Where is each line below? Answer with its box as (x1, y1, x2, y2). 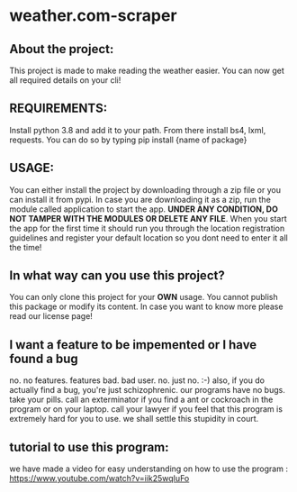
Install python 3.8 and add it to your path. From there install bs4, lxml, (9, 124, 266, 135)
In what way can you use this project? (9, 268, 225, 284)
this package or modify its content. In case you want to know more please (9, 301, 283, 312)
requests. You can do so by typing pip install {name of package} (9, 134, 247, 145)
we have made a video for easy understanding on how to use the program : (9, 463, 288, 474)
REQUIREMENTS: (9, 101, 108, 116)
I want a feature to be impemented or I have (9, 337, 257, 352)
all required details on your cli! (9, 75, 121, 86)
